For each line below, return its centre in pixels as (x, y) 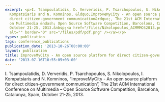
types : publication (25, 37)
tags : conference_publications (37, 42)
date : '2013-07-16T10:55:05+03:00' (41, 60)
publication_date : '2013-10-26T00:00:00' (48, 46)
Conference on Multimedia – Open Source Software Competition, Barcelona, (82, 89)
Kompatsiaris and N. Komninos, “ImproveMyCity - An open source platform (81, 79)
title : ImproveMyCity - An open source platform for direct (68, 55)
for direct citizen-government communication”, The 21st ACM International (80, 84)
